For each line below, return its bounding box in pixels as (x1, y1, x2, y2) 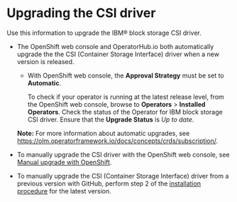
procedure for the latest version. (16, 186, 111, 195)
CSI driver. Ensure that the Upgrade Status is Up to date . (27, 115, 194, 124)
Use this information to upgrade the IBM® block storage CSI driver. (6, 28, 202, 37)
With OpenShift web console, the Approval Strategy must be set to (27, 71, 224, 80)
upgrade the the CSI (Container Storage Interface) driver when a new (16, 50, 219, 58)
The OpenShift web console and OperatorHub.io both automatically (16, 42, 214, 51)
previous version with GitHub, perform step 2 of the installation (16, 179, 202, 188)
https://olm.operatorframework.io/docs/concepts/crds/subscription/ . (16, 137, 219, 145)
